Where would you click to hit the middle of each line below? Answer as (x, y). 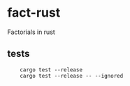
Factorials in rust (31, 32)
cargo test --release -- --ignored (72, 76)
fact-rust (34, 13)
